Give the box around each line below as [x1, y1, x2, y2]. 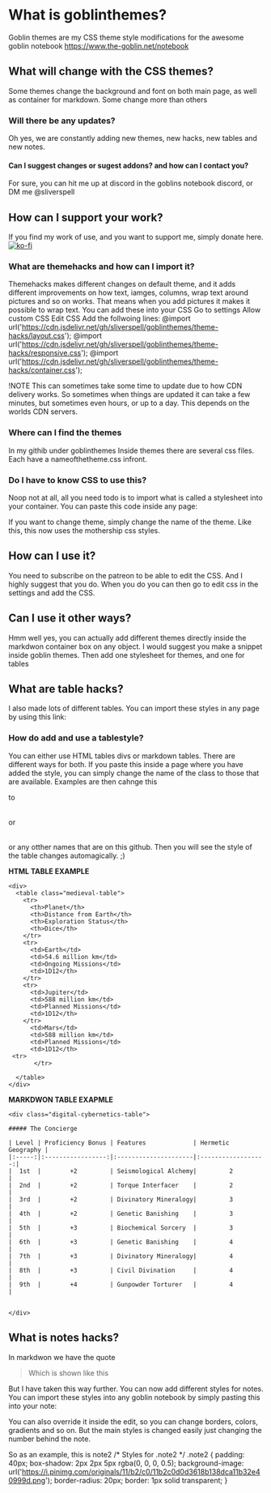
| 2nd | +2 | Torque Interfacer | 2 [8, 1181, 233, 1189]
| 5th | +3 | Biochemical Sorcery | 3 [8, 1223, 233, 1232]
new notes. [8, 142, 46, 151]
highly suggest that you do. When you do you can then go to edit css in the [8, 579, 259, 589]
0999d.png [8, 1475, 46, 1485]
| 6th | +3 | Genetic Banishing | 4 [8, 1238, 233, 1246]
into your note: [8, 1401, 57, 1410]
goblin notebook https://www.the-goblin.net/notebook [8, 41, 189, 50]
